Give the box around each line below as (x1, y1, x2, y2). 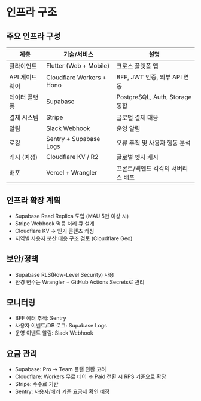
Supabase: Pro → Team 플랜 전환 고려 (14, 366, 106, 373)
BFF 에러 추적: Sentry (14, 314, 67, 322)
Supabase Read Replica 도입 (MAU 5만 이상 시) (14, 212, 129, 219)
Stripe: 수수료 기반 (14, 381, 59, 388)
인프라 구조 (6, 5, 57, 19)
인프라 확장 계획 (6, 195, 61, 206)
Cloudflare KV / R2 (45, 153, 99, 161)
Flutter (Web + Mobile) (45, 62, 110, 69)
